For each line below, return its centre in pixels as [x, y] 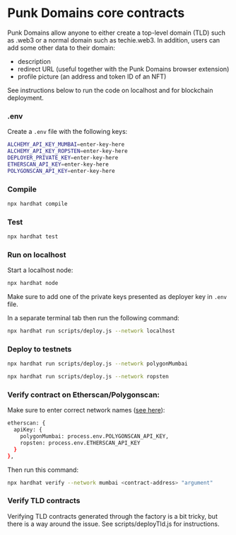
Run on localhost [37, 254]
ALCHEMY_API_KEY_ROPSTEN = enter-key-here [68, 151]
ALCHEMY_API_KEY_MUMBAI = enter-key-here [66, 145]
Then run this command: [43, 470]
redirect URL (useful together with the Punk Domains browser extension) [123, 69]
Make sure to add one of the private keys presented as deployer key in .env [117, 297]
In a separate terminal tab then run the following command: [94, 318]
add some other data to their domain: [61, 47]
